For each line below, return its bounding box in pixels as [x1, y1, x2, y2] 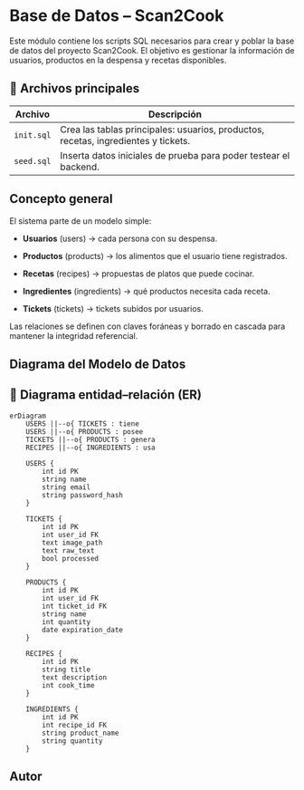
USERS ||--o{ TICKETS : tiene [25, 419, 140, 429]
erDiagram [9, 411, 47, 420]
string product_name [42, 728, 119, 737]
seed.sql [14, 156, 52, 166]
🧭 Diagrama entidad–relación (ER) [9, 387, 202, 403]
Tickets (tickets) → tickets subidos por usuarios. [22, 303, 204, 313]
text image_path [42, 538, 103, 547]
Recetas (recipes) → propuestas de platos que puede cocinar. [22, 268, 255, 279]
